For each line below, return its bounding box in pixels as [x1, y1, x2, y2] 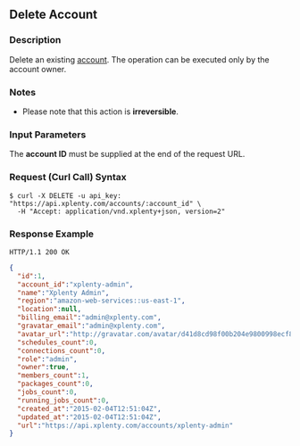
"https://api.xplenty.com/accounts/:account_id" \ [9, 199, 202, 208]
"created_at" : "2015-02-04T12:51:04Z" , [17, 404, 162, 413]
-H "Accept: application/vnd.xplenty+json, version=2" [17, 207, 226, 216]
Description [9, 34, 62, 46]
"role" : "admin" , [17, 354, 78, 364]
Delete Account [9, 7, 98, 22]
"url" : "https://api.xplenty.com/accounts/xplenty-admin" [17, 421, 234, 430]
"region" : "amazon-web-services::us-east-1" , [17, 296, 186, 306]
